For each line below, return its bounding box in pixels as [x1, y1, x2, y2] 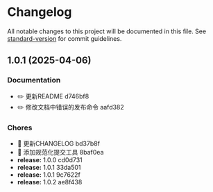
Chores [7, 123, 33, 132]
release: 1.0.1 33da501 [17, 163, 81, 171]
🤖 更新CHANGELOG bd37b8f [17, 139, 101, 148]
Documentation [7, 76, 61, 85]
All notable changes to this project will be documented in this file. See [7, 27, 207, 35]
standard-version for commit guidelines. [7, 34, 122, 42]
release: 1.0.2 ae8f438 [17, 177, 83, 186]
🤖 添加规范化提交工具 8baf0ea [17, 148, 104, 156]
